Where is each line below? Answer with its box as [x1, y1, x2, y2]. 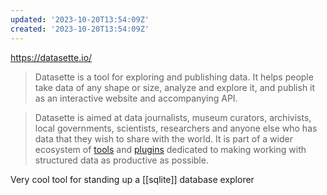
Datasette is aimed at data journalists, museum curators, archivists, [34, 111, 312, 123]
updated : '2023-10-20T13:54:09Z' [10, 14, 150, 25]
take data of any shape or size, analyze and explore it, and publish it [34, 81, 316, 93]
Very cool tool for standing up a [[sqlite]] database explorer [10, 173, 255, 185]
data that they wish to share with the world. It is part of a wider [34, 132, 293, 145]
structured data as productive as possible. [34, 154, 209, 166]
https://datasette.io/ [10, 51, 93, 63]
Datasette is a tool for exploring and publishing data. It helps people [34, 71, 314, 83]
